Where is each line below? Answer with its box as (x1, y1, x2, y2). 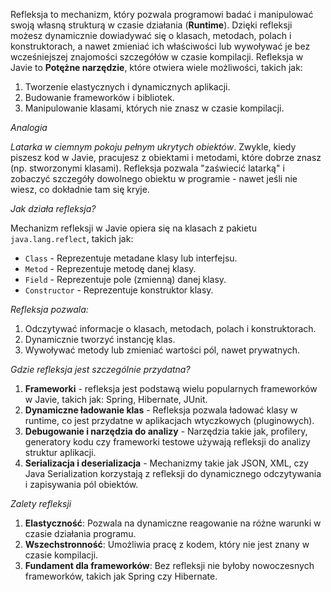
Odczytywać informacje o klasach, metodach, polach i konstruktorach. (24, 323, 317, 334)
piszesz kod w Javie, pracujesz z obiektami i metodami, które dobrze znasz (10, 152, 322, 163)
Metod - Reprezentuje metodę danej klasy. (24, 263, 197, 274)
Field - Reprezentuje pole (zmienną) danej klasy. (24, 274, 227, 285)
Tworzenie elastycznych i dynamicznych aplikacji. (24, 81, 231, 93)
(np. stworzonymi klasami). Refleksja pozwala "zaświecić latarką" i (10, 162, 285, 174)
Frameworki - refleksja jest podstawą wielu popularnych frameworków (24, 383, 318, 394)
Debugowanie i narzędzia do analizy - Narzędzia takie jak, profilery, (24, 425, 308, 437)
